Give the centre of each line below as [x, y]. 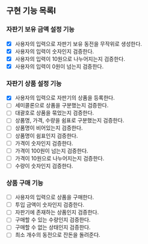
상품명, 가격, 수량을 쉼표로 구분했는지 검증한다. [69, 120]
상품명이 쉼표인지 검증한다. [46, 136]
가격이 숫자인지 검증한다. [44, 143]
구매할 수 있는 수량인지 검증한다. [53, 220]
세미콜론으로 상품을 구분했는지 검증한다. [62, 105]
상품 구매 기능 [25, 183]
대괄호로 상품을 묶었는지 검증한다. [54, 113]
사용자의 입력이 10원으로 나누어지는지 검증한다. [70, 58]
